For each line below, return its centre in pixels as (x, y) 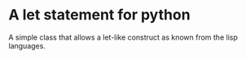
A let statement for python (99, 15)
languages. (27, 45)
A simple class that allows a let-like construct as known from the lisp (123, 37)
